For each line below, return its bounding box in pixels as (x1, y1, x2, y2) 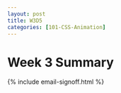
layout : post (7, 10, 46, 18)
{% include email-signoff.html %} (7, 77, 105, 86)
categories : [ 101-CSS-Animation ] (7, 23, 106, 31)
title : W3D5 (7, 17, 42, 24)
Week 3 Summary (7, 54, 115, 70)
